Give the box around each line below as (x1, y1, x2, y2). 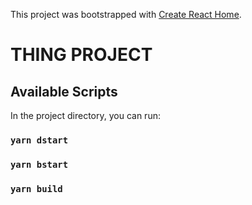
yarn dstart (10, 134, 69, 146)
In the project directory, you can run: (10, 110, 161, 121)
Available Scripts (10, 83, 118, 100)
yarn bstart (10, 159, 69, 170)
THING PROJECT (10, 44, 153, 66)
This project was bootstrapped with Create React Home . (10, 9, 242, 20)
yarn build (10, 183, 63, 194)
